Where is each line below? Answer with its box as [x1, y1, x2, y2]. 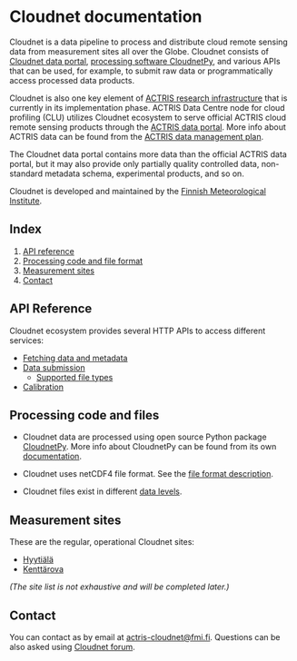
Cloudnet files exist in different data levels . [22, 486, 183, 497]
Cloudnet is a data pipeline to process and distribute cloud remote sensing [9, 36, 288, 47]
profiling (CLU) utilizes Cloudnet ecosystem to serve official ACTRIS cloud [9, 112, 287, 123]
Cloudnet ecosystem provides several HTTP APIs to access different [9, 325, 266, 336]
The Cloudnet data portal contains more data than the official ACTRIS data [9, 148, 288, 160]
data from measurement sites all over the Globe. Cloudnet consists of [9, 45, 270, 56]
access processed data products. [9, 74, 134, 85]
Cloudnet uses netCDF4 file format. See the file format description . [22, 469, 274, 479]
